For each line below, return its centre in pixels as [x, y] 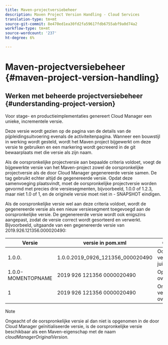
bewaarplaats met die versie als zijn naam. [49, 152]
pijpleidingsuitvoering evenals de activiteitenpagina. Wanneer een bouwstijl [83, 136]
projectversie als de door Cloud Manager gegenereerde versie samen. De [81, 172]
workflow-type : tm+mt [28, 29]
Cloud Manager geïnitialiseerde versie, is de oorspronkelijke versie [74, 326]
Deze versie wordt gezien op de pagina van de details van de [68, 131]
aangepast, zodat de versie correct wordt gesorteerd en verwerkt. [73, 220]
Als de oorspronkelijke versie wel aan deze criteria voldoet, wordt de [76, 204]
